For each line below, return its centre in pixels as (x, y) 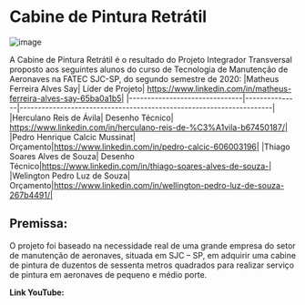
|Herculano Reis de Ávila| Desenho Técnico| (92, 117)
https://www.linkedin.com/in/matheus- (219, 88)
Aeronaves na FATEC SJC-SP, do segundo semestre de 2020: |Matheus (144, 78)
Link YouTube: (37, 292)
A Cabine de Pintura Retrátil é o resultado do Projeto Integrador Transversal (151, 59)
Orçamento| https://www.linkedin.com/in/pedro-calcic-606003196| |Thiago (150, 147)
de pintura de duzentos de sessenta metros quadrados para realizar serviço (152, 265)
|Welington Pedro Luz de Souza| (70, 176)
